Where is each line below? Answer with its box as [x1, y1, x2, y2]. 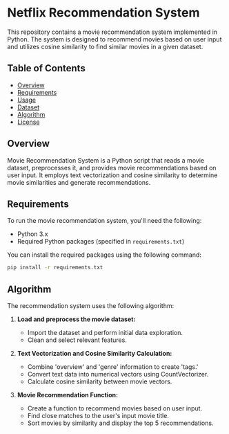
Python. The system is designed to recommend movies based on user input [7, 35, 222, 43]
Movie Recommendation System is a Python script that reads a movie [7, 156, 205, 164]
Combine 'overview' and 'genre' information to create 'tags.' [27, 363, 199, 371]
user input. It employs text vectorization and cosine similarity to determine [7, 171, 218, 179]
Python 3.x [17, 230, 48, 238]
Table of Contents [7, 62, 86, 74]
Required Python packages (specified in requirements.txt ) [17, 237, 185, 246]
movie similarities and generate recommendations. [7, 178, 151, 186]
